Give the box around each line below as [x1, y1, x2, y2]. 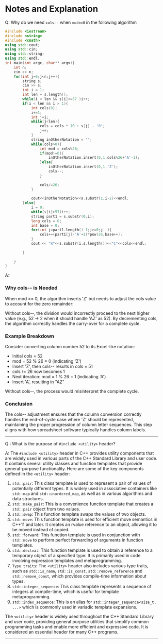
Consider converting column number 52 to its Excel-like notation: [5, 343, 135, 349]
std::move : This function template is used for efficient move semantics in [12, 516, 158, 523]
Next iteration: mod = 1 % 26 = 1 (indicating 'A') [12, 373, 106, 379]
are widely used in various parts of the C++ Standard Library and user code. [5, 456, 158, 461]
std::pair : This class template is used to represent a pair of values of [12, 480, 151, 486]
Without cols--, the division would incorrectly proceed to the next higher [5, 310, 150, 316]
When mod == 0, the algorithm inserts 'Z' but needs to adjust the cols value [5, 295, 156, 302]
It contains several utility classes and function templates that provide [5, 460, 142, 467]
